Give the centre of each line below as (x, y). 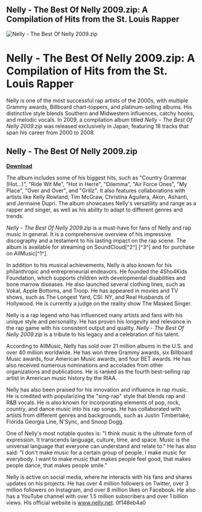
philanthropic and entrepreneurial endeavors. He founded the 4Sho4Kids (97, 271)
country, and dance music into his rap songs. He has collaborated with (94, 408)
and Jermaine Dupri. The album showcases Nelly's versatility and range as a (101, 203)
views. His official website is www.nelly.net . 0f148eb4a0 (76, 502)
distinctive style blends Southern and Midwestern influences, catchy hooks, (100, 113)
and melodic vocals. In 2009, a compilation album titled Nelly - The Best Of (99, 119)
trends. (15, 216)
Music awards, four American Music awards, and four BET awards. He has (99, 358)
